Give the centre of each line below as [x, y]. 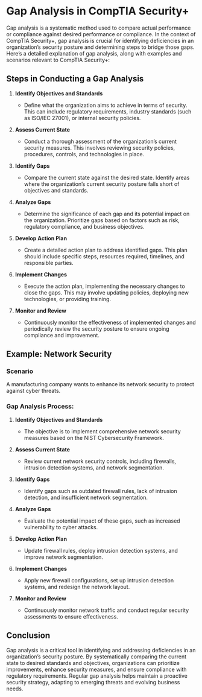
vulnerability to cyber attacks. [61, 527]
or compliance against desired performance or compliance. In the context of [101, 34]
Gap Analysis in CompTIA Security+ [98, 11]
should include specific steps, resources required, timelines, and [104, 256]
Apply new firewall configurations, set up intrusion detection [99, 580]
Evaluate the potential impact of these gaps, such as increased [102, 521]
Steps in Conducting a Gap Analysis [75, 79]
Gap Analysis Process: [40, 407]
